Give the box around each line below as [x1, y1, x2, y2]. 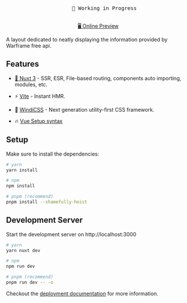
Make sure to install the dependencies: [6, 150, 99, 157]
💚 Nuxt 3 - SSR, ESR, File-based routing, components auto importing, [14, 74, 182, 81]
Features [6, 59, 39, 69]
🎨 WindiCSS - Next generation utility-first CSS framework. [14, 106, 155, 113]
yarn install [6, 167, 38, 173]
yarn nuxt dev [6, 247, 41, 253]
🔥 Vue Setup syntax [14, 117, 63, 125]
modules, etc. [14, 81, 48, 88]
